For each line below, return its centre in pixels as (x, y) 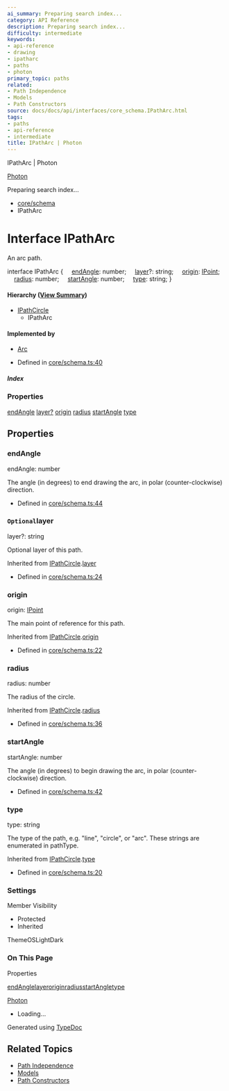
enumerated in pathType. (43, 845)
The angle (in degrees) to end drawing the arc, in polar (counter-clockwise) (115, 482)
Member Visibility (32, 906)
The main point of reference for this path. (66, 623)
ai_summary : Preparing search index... (65, 14)
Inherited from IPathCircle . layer (52, 563)
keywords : (22, 40)
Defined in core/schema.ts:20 (60, 872)
